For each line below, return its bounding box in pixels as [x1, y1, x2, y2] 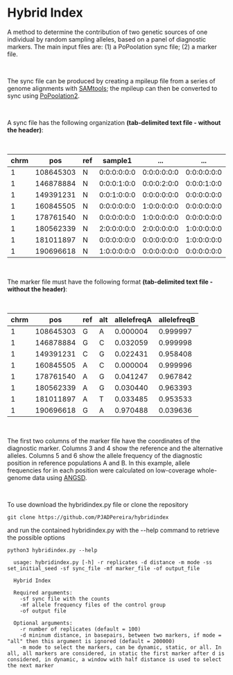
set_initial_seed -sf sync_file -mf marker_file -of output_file [7, 565, 200, 572]
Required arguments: [13, 589, 73, 596]
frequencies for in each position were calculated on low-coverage [7, 466, 196, 475]
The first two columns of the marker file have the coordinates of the [7, 436, 201, 445]
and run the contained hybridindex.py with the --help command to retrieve [7, 526, 220, 534]
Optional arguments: [13, 620, 73, 626]
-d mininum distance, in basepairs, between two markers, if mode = [19, 631, 222, 639]
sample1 [103, 155, 132, 165]
